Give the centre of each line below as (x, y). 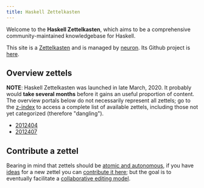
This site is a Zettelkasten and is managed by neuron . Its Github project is (98, 47)
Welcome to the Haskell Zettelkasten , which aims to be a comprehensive (98, 29)
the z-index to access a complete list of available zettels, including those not (102, 107)
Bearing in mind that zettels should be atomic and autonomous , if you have (100, 165)
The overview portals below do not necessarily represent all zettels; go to (98, 100)
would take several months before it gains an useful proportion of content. (100, 94)
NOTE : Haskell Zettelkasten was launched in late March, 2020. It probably (99, 88)
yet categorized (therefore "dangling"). (55, 114)
